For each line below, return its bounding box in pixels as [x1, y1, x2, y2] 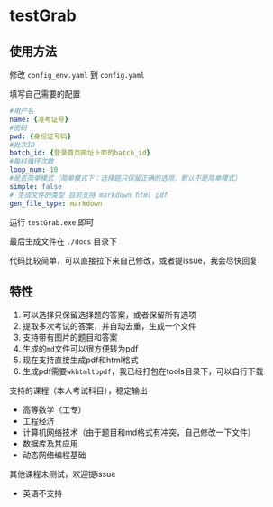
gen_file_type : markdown [9, 199, 103, 208]
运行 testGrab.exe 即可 [9, 216, 95, 227]
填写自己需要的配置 [9, 89, 81, 99]
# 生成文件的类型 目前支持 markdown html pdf [9, 191, 168, 200]
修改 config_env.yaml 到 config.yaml [9, 70, 145, 80]
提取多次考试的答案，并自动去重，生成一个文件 [22, 321, 196, 332]
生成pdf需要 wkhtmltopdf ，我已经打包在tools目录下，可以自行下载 [22, 366, 264, 377]
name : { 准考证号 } [9, 115, 69, 124]
